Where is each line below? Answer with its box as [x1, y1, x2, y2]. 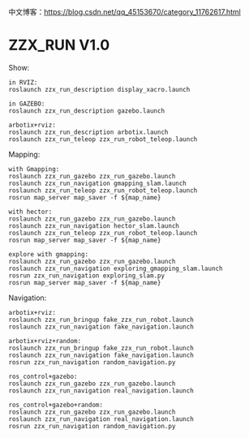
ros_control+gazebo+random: [8, 401, 104, 409]
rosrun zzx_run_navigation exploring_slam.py [8, 271, 165, 280]
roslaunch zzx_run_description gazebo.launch [8, 106, 165, 115]
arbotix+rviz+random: [8, 337, 82, 345]
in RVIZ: [8, 78, 38, 87]
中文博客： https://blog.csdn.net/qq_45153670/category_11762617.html [8, 7, 241, 16]
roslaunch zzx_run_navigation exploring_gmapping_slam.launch [8, 264, 223, 273]
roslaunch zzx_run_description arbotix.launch [8, 128, 169, 136]
